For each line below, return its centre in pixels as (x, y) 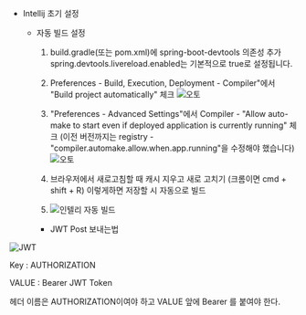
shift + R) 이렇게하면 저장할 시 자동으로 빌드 (128, 190)
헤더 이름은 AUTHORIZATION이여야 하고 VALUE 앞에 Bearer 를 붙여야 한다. (145, 301)
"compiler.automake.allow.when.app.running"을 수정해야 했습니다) (172, 148)
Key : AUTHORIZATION (53, 265)
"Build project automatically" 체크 (112, 94)
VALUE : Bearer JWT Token (61, 283)
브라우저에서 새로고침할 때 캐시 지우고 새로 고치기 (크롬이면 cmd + (168, 179)
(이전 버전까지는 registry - (107, 136)
